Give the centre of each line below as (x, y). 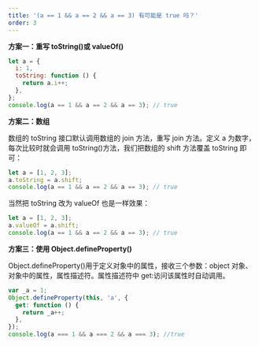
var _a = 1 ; (28, 290)
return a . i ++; (45, 84)
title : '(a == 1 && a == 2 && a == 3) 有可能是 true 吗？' (104, 15)
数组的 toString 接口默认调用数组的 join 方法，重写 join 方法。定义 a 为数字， (132, 138)
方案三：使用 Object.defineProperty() (70, 248)
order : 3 (22, 23)
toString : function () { (56, 76)
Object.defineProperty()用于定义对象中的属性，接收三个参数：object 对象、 (130, 266)
